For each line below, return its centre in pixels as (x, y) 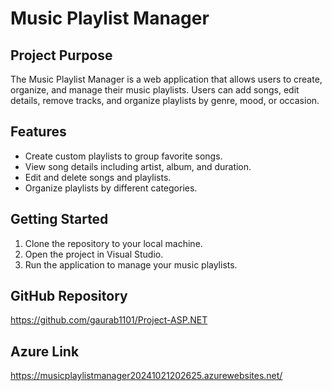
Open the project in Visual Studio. (94, 254)
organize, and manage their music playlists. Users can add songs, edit (155, 90)
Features (38, 132)
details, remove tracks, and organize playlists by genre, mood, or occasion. (165, 100)
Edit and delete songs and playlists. (98, 177)
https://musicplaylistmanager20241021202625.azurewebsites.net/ (146, 376)
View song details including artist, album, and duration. (138, 166)
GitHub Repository (69, 296)
